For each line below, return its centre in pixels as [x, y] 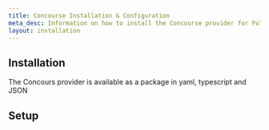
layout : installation [44, 30]
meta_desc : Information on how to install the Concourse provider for [128, 23]
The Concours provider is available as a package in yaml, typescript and [127, 82]
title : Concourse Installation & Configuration [89, 16]
